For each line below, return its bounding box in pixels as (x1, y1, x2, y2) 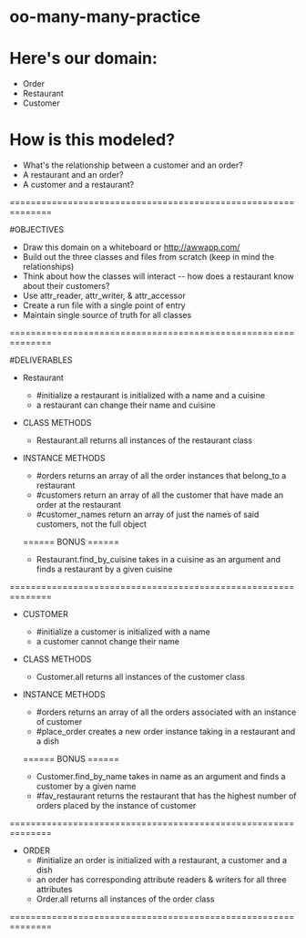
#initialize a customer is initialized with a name (36, 626, 211, 637)
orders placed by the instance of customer (36, 800, 197, 811)
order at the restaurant (36, 500, 121, 510)
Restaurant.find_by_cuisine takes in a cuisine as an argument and (36, 554, 280, 565)
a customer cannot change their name (36, 636, 180, 647)
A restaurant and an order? (22, 170, 124, 180)
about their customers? (22, 281, 110, 292)
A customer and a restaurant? (22, 180, 135, 191)
